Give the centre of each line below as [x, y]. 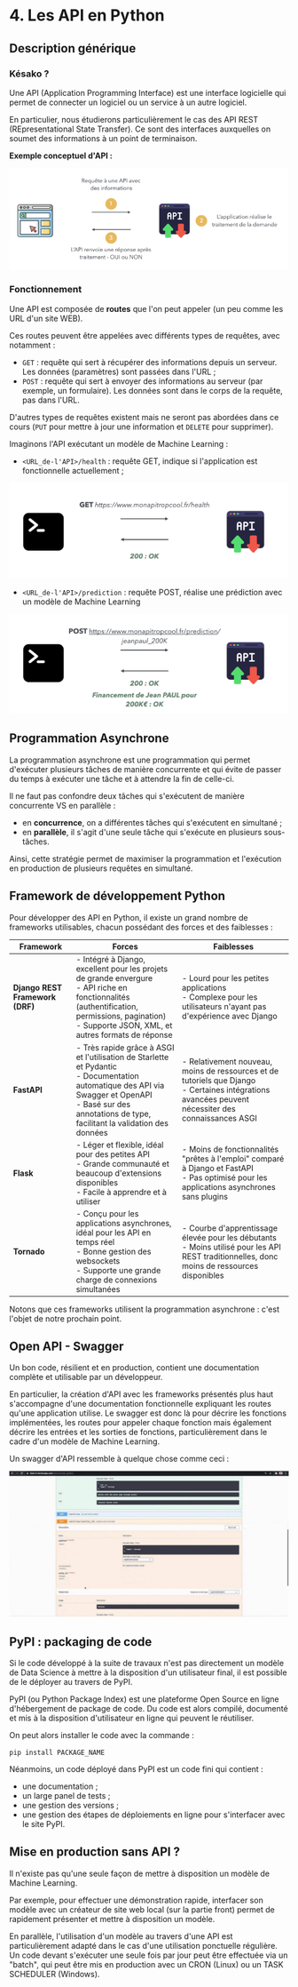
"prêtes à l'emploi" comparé [233, 1159]
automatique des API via [120, 1085]
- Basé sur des [103, 1104]
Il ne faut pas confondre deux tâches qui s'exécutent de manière [127, 795]
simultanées [98, 1289]
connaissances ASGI [219, 1118]
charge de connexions [117, 1280]
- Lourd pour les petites [225, 978]
